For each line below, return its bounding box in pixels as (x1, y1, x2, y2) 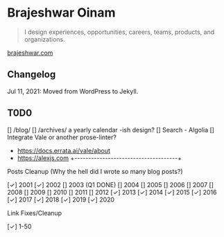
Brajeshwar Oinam (7, 5, 116, 21)
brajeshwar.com (7, 49, 53, 57)
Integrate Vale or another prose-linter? (7, 133, 117, 141)
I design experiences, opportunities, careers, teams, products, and (24, 28, 215, 36)
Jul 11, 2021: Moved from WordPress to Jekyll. (7, 87, 139, 95)
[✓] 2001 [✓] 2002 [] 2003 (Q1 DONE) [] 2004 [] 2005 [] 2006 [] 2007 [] (7, 180, 214, 188)
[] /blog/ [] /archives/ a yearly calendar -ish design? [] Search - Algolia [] (7, 125, 215, 134)
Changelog (7, 69, 56, 80)
